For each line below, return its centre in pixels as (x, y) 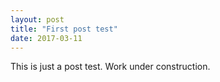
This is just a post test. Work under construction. (110, 67)
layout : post (37, 19)
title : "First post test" (64, 29)
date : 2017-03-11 (46, 38)
